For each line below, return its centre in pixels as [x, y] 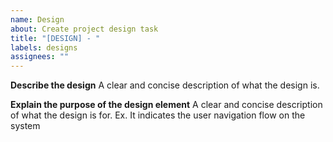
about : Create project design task [84, 29]
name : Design [37, 19]
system [25, 126]
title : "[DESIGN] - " [55, 38]
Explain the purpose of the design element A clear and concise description [166, 105]
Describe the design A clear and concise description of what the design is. [165, 85]
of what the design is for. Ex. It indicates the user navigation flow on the [158, 115]
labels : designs [44, 47]
